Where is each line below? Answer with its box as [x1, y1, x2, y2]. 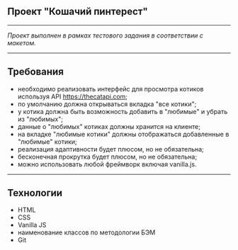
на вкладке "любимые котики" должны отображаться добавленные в [17, 130, 229, 138]
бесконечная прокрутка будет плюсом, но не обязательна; [17, 152, 197, 161]
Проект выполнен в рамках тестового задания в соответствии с [7, 31, 203, 40]
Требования [7, 66, 64, 78]
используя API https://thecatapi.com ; [17, 92, 128, 101]
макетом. [7, 38, 37, 47]
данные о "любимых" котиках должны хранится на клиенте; [17, 122, 200, 130]
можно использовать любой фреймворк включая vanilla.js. [17, 159, 197, 169]
